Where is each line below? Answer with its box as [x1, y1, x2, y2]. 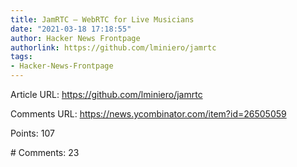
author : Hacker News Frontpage [10, 33, 141, 43]
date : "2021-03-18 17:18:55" [10, 24, 132, 34]
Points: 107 [10, 127, 55, 139]
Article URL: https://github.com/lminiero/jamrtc [10, 89, 203, 100]
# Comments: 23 [10, 147, 80, 158]
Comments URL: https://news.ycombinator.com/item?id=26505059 [10, 108, 287, 120]
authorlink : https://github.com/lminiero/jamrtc [10, 42, 217, 53]
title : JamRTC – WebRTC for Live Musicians [10, 14, 195, 25]
